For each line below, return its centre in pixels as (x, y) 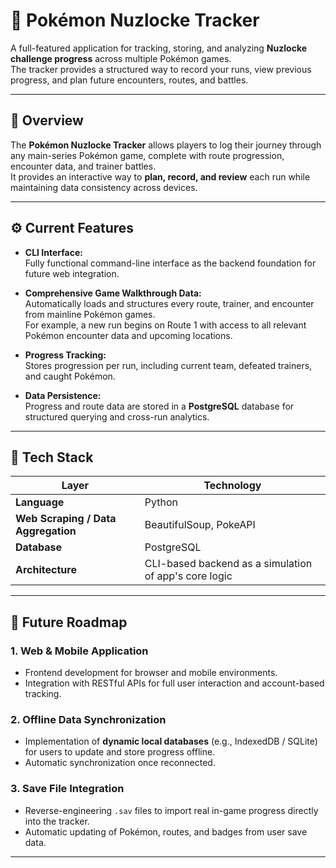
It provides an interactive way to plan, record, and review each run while (160, 176)
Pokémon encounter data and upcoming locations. (128, 335)
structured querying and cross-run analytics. (117, 416)
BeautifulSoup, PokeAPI (200, 525)
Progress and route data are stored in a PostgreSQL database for (159, 406)
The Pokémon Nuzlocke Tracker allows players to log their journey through (166, 145)
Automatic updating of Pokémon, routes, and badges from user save (166, 831)
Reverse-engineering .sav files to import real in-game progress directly (171, 810)
